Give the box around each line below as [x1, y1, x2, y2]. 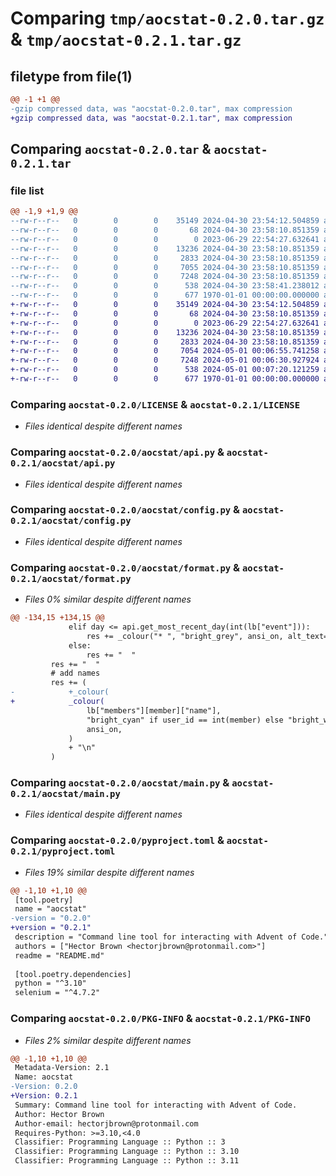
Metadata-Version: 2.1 [14, 1063, 110, 1073]
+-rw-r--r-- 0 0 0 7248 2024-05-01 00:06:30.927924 [10, 355, 320, 366]
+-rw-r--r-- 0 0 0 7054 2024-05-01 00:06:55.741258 [10, 346, 320, 356]
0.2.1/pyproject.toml [10, 846, 116, 857]
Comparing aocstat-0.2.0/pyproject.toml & [10, 833, 225, 847]
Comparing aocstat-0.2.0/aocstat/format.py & [10, 560, 241, 574]
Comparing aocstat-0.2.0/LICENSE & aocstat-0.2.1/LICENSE [10, 397, 301, 411]
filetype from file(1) [10, 68, 133, 85]
